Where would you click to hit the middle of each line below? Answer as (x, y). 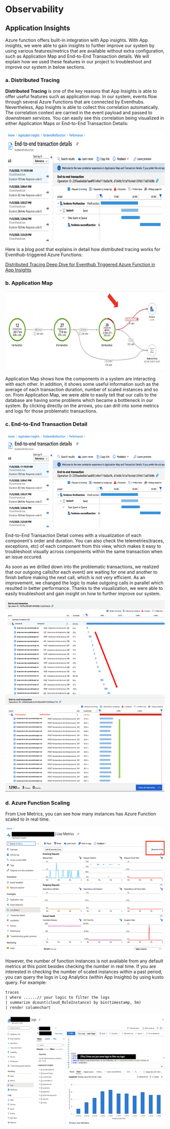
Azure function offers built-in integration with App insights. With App (77, 40)
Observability (35, 9)
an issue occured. (24, 557)
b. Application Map (29, 283)
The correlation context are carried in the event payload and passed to (79, 113)
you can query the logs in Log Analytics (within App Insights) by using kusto (84, 977)
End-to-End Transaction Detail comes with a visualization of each (73, 535)
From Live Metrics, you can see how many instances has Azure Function (81, 814)
